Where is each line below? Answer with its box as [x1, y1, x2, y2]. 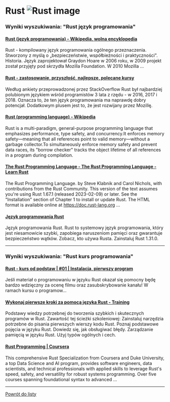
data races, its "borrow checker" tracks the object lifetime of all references [5, 147, 161, 153]
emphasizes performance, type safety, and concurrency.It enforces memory [5, 130, 164, 136]
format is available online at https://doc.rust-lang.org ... [5, 202, 120, 208]
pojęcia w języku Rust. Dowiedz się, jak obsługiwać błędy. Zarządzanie [5, 326, 153, 333]
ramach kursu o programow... [5, 287, 67, 294]
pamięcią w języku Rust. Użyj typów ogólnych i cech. [5, 332, 116, 338]
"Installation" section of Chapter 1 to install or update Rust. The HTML [5, 196, 150, 202]
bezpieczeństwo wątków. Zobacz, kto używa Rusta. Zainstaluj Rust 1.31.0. [5, 236, 158, 242]
